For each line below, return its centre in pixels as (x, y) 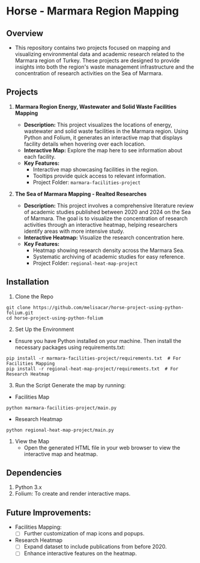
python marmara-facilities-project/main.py (62, 408)
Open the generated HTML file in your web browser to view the (102, 448)
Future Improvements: (49, 512)
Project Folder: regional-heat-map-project (85, 263)
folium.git (20, 313)
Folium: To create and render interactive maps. (73, 494)
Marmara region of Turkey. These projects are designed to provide (97, 60)
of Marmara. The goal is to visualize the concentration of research (106, 218)
